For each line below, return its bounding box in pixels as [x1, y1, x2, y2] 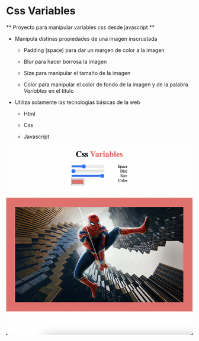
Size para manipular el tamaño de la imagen [23, 69, 131, 76]
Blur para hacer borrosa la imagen [23, 58, 107, 65]
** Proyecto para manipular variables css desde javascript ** [6, 24, 155, 31]
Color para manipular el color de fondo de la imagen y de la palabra [23, 81, 188, 88]
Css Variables [6, 4, 76, 18]
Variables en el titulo [23, 87, 74, 94]
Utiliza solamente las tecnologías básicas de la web [14, 99, 141, 106]
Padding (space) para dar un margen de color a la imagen [23, 46, 165, 54]
